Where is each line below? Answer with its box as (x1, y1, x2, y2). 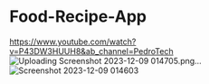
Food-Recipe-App (9, 6, 147, 27)
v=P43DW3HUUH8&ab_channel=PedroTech (9, 45, 174, 56)
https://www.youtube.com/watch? (9, 36, 137, 47)
